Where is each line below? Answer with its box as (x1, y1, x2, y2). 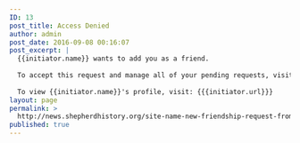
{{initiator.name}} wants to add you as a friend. (17, 54, 210, 63)
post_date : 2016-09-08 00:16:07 (9, 37, 129, 47)
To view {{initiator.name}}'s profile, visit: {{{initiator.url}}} (17, 87, 274, 96)
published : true (9, 121, 70, 130)
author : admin (9, 29, 62, 38)
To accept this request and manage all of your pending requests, (17, 71, 270, 80)
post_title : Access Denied (9, 21, 110, 30)
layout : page (9, 95, 58, 105)
